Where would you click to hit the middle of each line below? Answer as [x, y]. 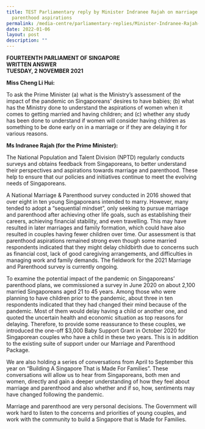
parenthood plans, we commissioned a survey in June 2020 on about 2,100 [101, 285]
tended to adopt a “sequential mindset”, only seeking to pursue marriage [98, 208]
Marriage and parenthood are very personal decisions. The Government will [102, 406]
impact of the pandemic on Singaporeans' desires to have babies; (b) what [100, 101]
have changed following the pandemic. [55, 394]
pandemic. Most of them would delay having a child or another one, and [97, 311]
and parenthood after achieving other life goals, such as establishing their [99, 214]
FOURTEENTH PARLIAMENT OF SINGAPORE [63, 58]
